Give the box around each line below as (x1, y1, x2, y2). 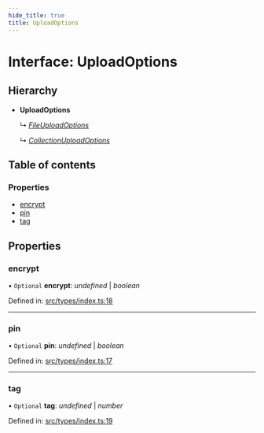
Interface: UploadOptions (8, 53, 178, 71)
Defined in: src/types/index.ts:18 (8, 296, 113, 305)
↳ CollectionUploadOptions (19, 135, 110, 145)
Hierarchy (8, 84, 58, 98)
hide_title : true (8, 11, 65, 20)
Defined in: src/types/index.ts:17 (8, 356, 113, 366)
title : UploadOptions (8, 19, 79, 27)
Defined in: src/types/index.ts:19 (8, 416, 113, 426)
